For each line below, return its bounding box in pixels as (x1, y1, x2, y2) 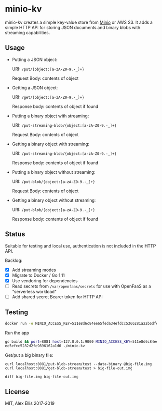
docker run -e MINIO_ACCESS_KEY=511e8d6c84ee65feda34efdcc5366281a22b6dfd (5, 321, 159, 326)
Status (5, 230, 26, 238)
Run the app (5, 330, 29, 335)
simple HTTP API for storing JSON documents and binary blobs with (5, 24, 141, 30)
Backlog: (5, 258, 23, 263)
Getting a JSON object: (12, 85, 58, 91)
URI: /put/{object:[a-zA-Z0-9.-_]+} (12, 66, 84, 72)
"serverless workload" (12, 289, 57, 294)
